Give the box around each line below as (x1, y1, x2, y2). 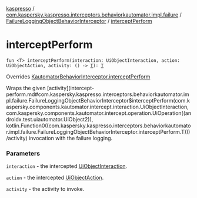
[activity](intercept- (46, 84, 95, 91)
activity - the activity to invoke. (6, 186, 85, 193)
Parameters (6, 149, 40, 157)
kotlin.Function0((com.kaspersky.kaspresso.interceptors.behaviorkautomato (6, 122, 191, 129)
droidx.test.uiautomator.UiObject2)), (6, 115, 94, 123)
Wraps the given (6, 84, 46, 91)
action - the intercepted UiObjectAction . (6, 174, 104, 181)
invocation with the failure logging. (28, 134, 113, 141)
